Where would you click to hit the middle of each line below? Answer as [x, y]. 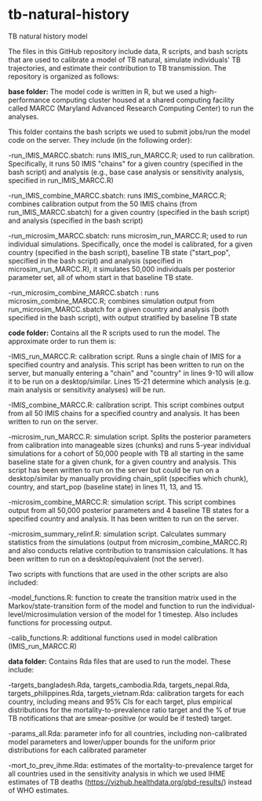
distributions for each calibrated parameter [77, 750]
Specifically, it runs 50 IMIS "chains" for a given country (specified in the [126, 163]
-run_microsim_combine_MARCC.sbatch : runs [84, 293]
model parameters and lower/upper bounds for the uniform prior [112, 741]
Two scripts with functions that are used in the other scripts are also [118, 573]
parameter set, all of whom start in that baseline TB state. [101, 277]
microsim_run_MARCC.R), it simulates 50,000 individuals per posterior [122, 269]
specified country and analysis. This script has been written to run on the [126, 364]
